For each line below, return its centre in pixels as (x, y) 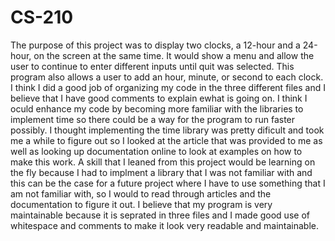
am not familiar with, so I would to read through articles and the (141, 193)
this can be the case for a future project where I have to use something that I (168, 183)
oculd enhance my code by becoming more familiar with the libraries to (157, 108)
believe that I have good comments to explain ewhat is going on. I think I (159, 98)
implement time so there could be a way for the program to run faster (153, 119)
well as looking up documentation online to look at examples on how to (156, 151)
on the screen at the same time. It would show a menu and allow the (174, 55)
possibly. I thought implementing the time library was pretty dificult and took (167, 130)
